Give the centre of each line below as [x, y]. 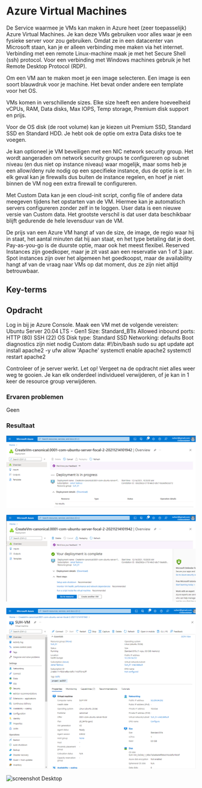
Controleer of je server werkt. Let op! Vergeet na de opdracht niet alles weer [101, 368]
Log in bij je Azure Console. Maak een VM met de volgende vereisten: [93, 325]
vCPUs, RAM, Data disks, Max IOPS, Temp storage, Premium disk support [97, 109]
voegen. [17, 139]
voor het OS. [22, 90]
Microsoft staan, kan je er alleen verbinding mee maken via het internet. [95, 47]
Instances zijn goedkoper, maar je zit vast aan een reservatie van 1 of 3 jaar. [100, 251]
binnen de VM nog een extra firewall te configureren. [72, 183]
